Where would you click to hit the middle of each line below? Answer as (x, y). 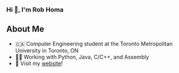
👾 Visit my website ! (39, 63)
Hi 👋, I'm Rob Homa (35, 10)
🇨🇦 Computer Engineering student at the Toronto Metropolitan (94, 43)
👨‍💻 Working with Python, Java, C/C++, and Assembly (82, 57)
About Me (25, 29)
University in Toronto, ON (47, 50)
